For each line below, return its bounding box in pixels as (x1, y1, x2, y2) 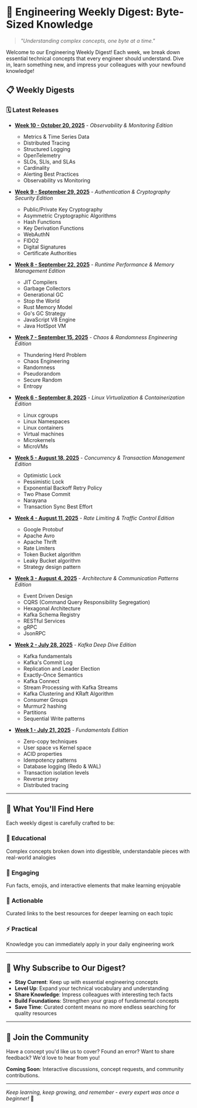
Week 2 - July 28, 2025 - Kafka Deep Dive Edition (14, 641, 137, 648)
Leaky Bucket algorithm (23, 557, 81, 564)
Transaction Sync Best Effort (23, 503, 93, 510)
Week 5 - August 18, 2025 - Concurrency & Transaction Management (14, 454, 185, 461)
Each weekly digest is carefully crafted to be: (6, 819, 116, 826)
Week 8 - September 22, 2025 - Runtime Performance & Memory (14, 261, 175, 268)
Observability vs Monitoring (23, 176, 91, 184)
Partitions (23, 708, 47, 716)
